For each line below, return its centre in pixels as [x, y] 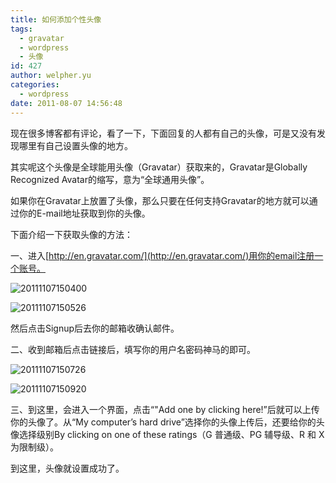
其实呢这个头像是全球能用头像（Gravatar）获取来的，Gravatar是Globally [159, 167]
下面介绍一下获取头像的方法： [71, 234]
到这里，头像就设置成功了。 [67, 468]
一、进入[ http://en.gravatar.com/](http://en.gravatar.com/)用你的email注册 [162, 255]
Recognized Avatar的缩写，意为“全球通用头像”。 [110, 179]
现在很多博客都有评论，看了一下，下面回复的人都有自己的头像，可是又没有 [163, 133]
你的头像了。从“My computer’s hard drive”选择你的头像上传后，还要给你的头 [167, 422]
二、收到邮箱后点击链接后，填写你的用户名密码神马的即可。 [133, 349]
